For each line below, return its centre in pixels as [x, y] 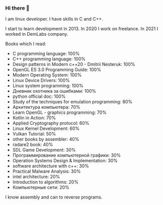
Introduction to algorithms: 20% [46, 182]
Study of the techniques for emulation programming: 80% [72, 102]
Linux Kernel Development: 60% [46, 128]
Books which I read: [26, 44]
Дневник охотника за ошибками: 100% [54, 91]
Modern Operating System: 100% [47, 75]
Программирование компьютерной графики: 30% [67, 155]
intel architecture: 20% [36, 177]
